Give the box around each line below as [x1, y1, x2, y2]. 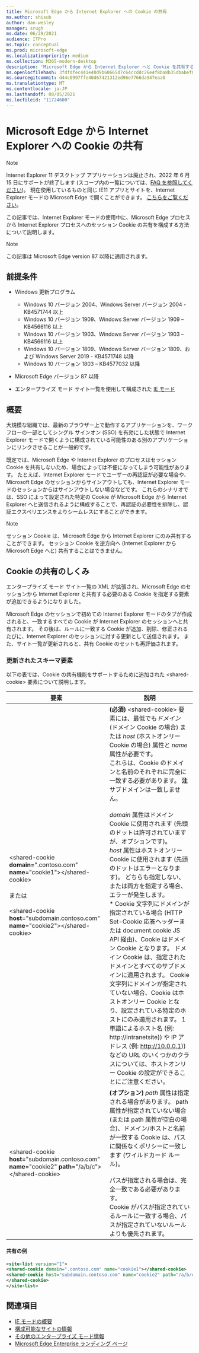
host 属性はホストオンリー [109, 846, 183, 855]
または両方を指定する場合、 [109, 882, 187, 890]
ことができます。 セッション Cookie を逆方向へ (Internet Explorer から [6, 540, 176, 547]
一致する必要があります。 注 [109, 776, 188, 785]
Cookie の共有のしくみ [6, 566, 90, 576]
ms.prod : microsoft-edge [6, 47, 68, 53]
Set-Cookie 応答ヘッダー [109, 918, 179, 926]
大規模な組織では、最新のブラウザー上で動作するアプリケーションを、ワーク [6, 422, 193, 429]
